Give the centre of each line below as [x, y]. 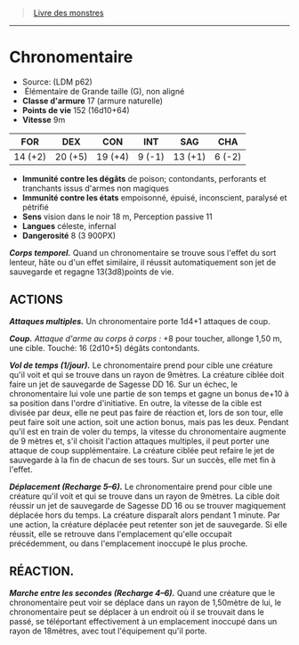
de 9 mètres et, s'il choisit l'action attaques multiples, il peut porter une [139, 441]
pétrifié [35, 207]
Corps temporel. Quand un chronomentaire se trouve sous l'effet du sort [143, 252]
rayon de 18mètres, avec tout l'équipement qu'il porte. [108, 631]
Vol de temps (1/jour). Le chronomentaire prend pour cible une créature [141, 365]
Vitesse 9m [44, 119]
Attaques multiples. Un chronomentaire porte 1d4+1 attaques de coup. [140, 321]
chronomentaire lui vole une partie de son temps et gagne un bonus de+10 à [149, 393]
